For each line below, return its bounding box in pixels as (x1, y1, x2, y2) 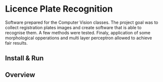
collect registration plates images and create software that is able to (5, 24, 142, 30)
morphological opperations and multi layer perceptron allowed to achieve (5, 35, 152, 41)
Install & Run (5, 54, 44, 63)
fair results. (5, 40, 28, 46)
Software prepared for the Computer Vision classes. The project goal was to (5, 19, 159, 25)
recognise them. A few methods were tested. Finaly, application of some (5, 30, 151, 35)
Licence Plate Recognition (5, 3, 113, 15)
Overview (5, 70, 36, 79)
